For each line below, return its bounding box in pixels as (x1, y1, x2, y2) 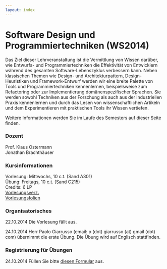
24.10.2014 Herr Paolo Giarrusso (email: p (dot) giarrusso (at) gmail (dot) (5, 229, 155, 235)
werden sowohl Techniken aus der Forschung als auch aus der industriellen (5, 94, 162, 100)
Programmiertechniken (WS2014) (5, 40, 150, 51)
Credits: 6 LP (5, 184, 32, 190)
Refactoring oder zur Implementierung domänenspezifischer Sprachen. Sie (5, 89, 161, 95)
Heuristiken (5, 78, 29, 84)
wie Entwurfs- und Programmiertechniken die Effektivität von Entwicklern (5, 62, 158, 68)
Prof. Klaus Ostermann (5, 144, 52, 150)
